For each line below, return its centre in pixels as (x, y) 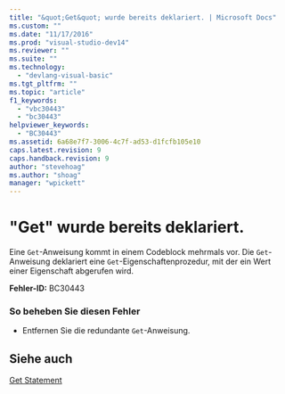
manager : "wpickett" (48, 184)
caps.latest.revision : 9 (55, 150)
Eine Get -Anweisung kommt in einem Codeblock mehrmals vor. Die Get (139, 252)
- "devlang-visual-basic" (65, 76)
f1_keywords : (33, 100)
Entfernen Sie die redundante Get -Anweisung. (106, 331)
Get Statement (36, 381)
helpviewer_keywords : (49, 126)
